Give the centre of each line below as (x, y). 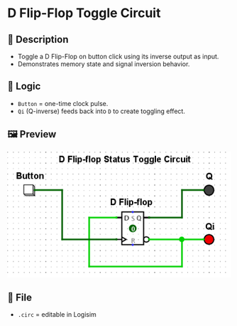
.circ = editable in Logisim (57, 315)
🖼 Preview (32, 134)
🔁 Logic (24, 86)
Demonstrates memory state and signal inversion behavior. (104, 64)
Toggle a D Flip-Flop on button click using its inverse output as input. (118, 56)
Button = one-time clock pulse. (63, 103)
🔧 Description (38, 40)
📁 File (20, 297)
